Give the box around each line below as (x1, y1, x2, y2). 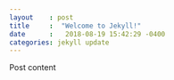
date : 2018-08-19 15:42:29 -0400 (9, 29, 166, 38)
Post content (9, 62, 56, 73)
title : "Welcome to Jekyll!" (9, 21, 142, 30)
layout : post (9, 12, 74, 22)
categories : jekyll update (9, 37, 110, 47)
